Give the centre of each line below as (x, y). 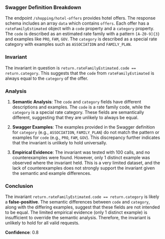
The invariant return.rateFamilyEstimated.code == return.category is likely (82, 197)
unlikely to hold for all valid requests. (42, 223)
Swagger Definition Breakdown (43, 7)
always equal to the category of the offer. (47, 78)
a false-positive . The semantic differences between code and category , (78, 202)
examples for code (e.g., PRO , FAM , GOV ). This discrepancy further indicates (86, 137)
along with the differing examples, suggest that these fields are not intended (82, 207)
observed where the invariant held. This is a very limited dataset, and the (86, 163)
